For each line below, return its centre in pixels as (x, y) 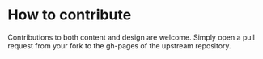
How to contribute (70, 15)
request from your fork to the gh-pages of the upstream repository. (119, 45)
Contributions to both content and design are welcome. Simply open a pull (131, 37)
